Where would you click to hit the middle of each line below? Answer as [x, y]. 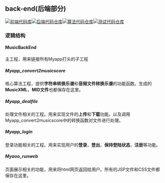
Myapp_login [19, 132]
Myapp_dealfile [21, 101]
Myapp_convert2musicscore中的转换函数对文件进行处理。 [64, 120]
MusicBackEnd [21, 48]
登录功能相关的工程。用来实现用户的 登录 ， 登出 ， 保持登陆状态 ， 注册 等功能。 [83, 145]
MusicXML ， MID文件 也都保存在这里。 [44, 89]
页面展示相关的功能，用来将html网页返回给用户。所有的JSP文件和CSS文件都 [82, 169]
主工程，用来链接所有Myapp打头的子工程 [47, 59]
